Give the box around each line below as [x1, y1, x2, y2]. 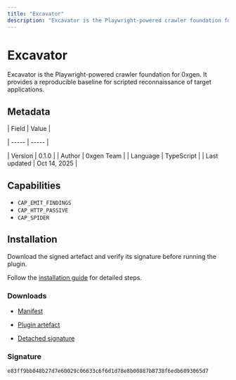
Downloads [7, 291, 47, 300]
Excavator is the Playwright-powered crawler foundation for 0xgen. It [7, 70, 207, 79]
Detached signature [17, 334, 75, 343]
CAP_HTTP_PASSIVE [17, 207, 69, 215]
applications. [7, 85, 44, 94]
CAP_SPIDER [17, 215, 50, 222]
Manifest [17, 307, 44, 315]
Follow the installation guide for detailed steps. [7, 273, 143, 281]
